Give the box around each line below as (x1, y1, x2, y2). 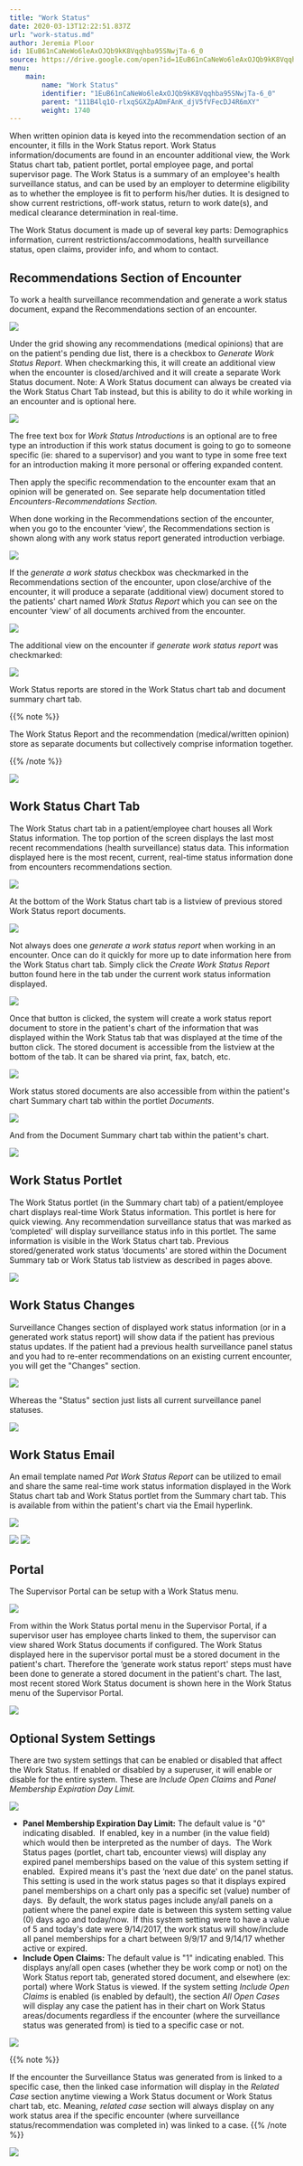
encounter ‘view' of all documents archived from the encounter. (9, 606, 246, 617)
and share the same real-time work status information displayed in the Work (9, 1481, 291, 1492)
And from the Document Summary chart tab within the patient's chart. (9, 1129, 269, 1140)
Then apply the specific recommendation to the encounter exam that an (9, 476, 277, 488)
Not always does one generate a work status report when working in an (9, 939, 277, 950)
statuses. (9, 1404, 43, 1415)
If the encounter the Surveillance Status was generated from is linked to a (9, 2071, 282, 2082)
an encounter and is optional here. (9, 396, 137, 407)
